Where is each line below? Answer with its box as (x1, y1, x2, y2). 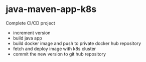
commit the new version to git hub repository (13, 51, 106, 57)
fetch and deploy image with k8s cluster (13, 45, 96, 51)
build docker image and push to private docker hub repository (13, 40, 141, 46)
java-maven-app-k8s (6, 3, 97, 15)
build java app (13, 35, 42, 41)
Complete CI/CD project (6, 20, 55, 26)
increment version (13, 29, 51, 35)
